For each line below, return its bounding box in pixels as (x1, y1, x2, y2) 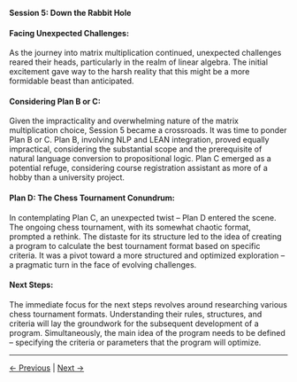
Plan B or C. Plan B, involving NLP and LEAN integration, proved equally (9, 135, 270, 145)
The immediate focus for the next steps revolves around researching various (9, 299, 287, 309)
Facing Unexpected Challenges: (9, 27, 130, 38)
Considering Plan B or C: (9, 96, 102, 106)
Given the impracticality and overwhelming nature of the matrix (9, 115, 239, 127)
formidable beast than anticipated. (9, 75, 134, 87)
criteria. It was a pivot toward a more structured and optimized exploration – (9, 250, 286, 261)
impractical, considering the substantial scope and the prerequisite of (9, 144, 263, 154)
